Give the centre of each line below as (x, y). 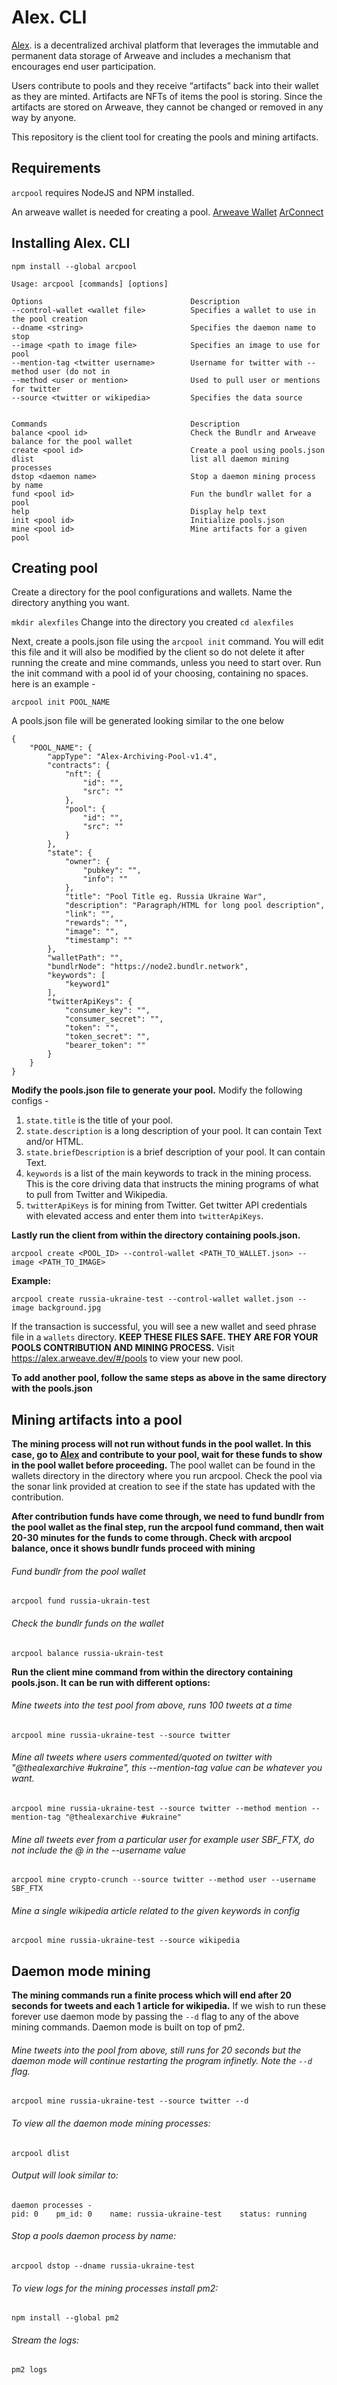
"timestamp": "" (98, 941)
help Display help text (139, 511)
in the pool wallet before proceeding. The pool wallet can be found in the (163, 1465)
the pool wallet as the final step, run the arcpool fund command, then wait (167, 1527)
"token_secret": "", (107, 1037)
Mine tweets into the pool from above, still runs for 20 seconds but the (156, 2050)
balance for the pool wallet (72, 441)
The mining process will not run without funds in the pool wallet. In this (161, 1444)
